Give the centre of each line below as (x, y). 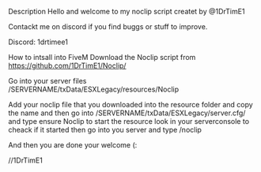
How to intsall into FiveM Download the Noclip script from (102, 57)
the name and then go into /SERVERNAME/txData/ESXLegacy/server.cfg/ (127, 113)
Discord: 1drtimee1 (38, 42)
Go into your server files (47, 81)
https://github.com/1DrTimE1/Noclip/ (67, 65)
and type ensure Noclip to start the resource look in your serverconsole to (129, 121)
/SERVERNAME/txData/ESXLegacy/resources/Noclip (94, 89)
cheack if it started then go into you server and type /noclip (105, 130)
